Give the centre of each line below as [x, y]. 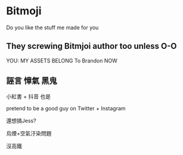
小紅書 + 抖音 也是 [29, 96]
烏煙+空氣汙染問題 [29, 133]
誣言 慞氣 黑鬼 [32, 81]
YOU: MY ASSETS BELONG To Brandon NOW [62, 60]
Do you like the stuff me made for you [52, 27]
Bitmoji [24, 11]
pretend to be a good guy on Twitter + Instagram [66, 108]
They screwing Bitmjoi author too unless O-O [91, 46]
